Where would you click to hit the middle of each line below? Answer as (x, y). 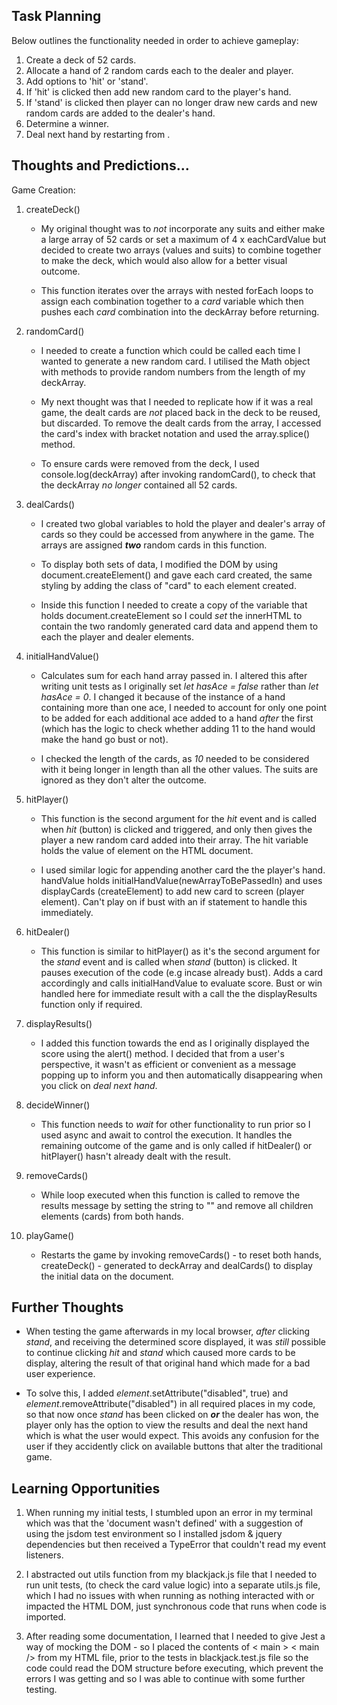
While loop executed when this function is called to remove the (170, 1195)
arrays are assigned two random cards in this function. (154, 545)
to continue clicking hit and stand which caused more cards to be (160, 1353)
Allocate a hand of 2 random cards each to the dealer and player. (159, 70)
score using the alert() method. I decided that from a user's (162, 1053)
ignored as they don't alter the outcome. (123, 780)
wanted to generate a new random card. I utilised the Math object (175, 361)
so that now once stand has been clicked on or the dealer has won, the (172, 1415)
